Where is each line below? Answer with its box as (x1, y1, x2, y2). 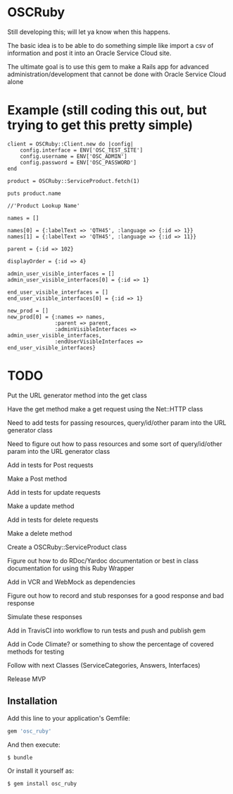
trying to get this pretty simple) (7, 117, 194, 133)
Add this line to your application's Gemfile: (7, 714, 130, 722)
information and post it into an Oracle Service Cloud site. (7, 49, 172, 57)
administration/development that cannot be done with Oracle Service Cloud (7, 70, 227, 78)
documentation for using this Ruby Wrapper (7, 564, 134, 572)
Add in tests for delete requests (7, 515, 99, 524)
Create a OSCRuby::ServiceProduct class (7, 543, 127, 551)
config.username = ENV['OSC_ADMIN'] (20, 152, 128, 160)
